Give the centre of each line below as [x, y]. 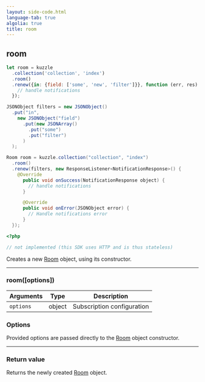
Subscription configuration [111, 306]
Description [111, 296]
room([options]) [31, 280]
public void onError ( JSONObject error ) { [76, 208]
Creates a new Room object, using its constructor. [69, 259]
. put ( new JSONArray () [50, 124]
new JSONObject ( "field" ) [49, 118]
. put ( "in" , [26, 113]
